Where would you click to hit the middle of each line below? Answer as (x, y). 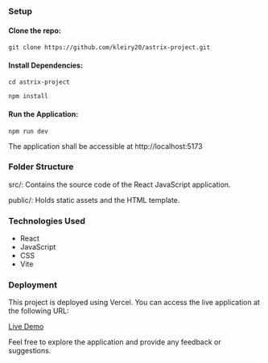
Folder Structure (41, 167)
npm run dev (28, 131)
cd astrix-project (39, 82)
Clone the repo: (35, 31)
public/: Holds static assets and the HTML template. (94, 200)
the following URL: (39, 311)
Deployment (33, 285)
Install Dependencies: (45, 65)
